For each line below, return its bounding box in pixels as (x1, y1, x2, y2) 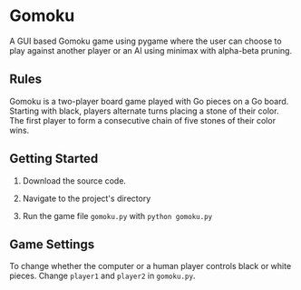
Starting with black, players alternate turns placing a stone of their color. (9, 105, 279, 116)
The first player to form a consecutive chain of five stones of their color (9, 115, 277, 125)
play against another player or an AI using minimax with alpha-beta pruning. (9, 45, 293, 55)
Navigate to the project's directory (22, 193, 151, 204)
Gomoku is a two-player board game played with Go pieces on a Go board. (9, 95, 289, 106)
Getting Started (9, 151, 99, 166)
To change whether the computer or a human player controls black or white (9, 261, 292, 272)
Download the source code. (22, 175, 127, 186)
